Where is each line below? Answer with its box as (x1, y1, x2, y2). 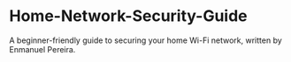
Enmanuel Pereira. (9, 44, 76, 54)
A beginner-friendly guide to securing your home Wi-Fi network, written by (9, 35, 283, 45)
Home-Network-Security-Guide (9, 6, 248, 26)
